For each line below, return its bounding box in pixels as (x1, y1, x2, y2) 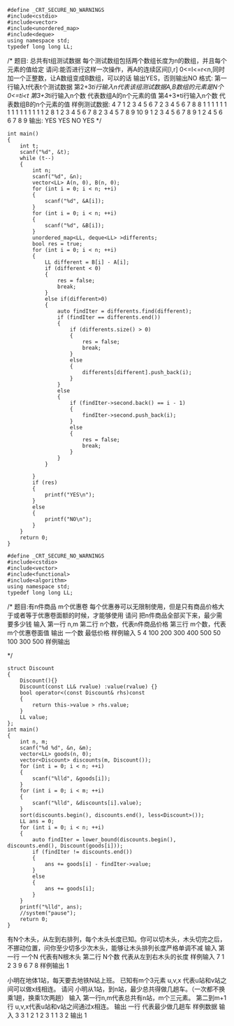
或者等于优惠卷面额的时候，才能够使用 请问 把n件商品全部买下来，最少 (13, 611, 217, 619)
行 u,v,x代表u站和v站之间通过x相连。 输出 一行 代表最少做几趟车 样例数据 (7, 1002, 218, 1011)
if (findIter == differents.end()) (57, 314, 161, 321)
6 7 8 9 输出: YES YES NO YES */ (7, 116, 102, 124)
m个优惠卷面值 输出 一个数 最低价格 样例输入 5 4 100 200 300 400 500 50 (7, 629, 221, 636)
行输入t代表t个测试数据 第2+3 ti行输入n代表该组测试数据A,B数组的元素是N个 (7, 83, 224, 91)
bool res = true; (32, 241, 82, 248)
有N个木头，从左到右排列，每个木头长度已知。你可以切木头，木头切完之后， (7, 935, 226, 943)
